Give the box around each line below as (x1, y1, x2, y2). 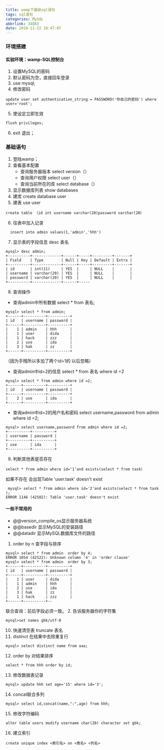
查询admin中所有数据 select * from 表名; (12, 299, 95, 305)
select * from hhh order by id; (5, 662, 72, 667)
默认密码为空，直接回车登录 (12, 75, 70, 81)
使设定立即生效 (12, 110, 44, 117)
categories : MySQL (5, 16, 44, 21)
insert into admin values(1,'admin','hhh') (10, 229, 101, 234)
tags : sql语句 (5, 12, 34, 17)
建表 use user (12, 200, 41, 206)
